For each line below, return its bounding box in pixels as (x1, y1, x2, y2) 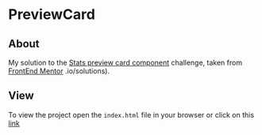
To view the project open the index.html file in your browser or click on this (8, 110, 255, 119)
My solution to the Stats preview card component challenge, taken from (8, 58, 243, 67)
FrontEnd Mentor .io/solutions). (8, 66, 110, 76)
